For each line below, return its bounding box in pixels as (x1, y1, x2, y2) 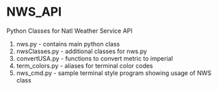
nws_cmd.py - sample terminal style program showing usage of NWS (16, 69, 212, 77)
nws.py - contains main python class (16, 40, 120, 48)
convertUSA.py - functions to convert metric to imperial (16, 54, 174, 62)
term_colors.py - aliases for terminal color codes (16, 61, 153, 70)
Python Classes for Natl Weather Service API (6, 27, 133, 35)
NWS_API (6, 4, 62, 20)
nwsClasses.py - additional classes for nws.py (16, 47, 148, 55)
